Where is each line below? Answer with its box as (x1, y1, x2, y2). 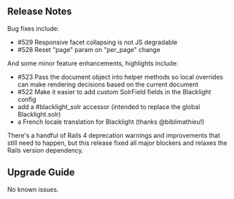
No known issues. (7, 185, 59, 193)
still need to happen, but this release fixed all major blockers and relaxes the (7, 139, 228, 147)
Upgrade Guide (7, 167, 75, 179)
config (17, 95, 37, 103)
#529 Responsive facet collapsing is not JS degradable (17, 38, 178, 46)
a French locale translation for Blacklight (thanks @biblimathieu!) (17, 117, 205, 126)
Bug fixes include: (7, 24, 60, 32)
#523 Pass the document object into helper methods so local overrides (17, 72, 223, 81)
